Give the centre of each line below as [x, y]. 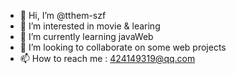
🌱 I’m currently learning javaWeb [86, 36]
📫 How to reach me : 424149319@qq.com [107, 58]
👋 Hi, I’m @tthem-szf [63, 15]
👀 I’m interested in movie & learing [90, 26]
